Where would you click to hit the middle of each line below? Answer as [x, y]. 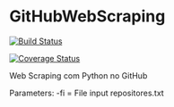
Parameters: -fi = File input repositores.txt [87, 93]
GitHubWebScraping [87, 16]
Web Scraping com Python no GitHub [78, 75]
